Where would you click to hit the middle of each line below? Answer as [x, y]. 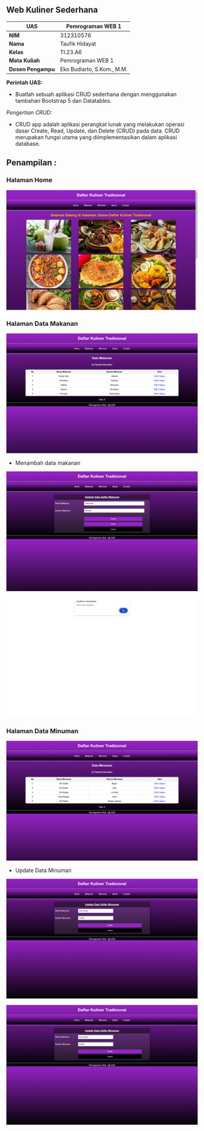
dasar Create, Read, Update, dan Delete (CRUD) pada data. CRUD [97, 131]
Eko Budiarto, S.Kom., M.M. [94, 69]
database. [28, 144]
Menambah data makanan [48, 463]
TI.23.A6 [71, 52]
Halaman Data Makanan [42, 323]
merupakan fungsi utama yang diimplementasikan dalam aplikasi [96, 137]
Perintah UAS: [24, 83]
